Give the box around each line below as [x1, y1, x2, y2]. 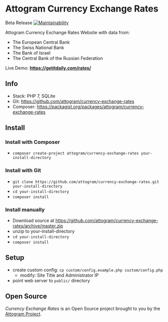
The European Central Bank [12, 39, 70, 45]
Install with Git [5, 167, 41, 174]
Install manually [5, 206, 45, 213]
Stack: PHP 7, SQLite [12, 93, 55, 99]
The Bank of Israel [12, 50, 51, 56]
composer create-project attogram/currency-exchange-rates [12, 151, 139, 156]
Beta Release [5, 20, 33, 26]
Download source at [12, 217, 54, 224]
